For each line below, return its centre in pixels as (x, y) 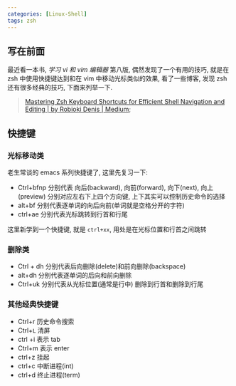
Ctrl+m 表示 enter (43, 348)
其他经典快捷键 (33, 305)
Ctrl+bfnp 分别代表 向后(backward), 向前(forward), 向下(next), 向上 (116, 187)
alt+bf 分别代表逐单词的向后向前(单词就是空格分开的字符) (101, 205)
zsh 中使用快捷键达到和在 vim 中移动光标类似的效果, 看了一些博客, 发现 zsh (117, 78)
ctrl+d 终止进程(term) (49, 375)
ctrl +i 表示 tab (39, 339)
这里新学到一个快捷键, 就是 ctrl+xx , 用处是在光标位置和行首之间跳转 (107, 229)
